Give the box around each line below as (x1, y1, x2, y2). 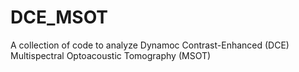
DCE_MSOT (10, 6, 109, 29)
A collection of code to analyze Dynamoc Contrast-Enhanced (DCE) (10, 39, 290, 51)
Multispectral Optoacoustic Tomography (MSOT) (10, 49, 212, 61)
